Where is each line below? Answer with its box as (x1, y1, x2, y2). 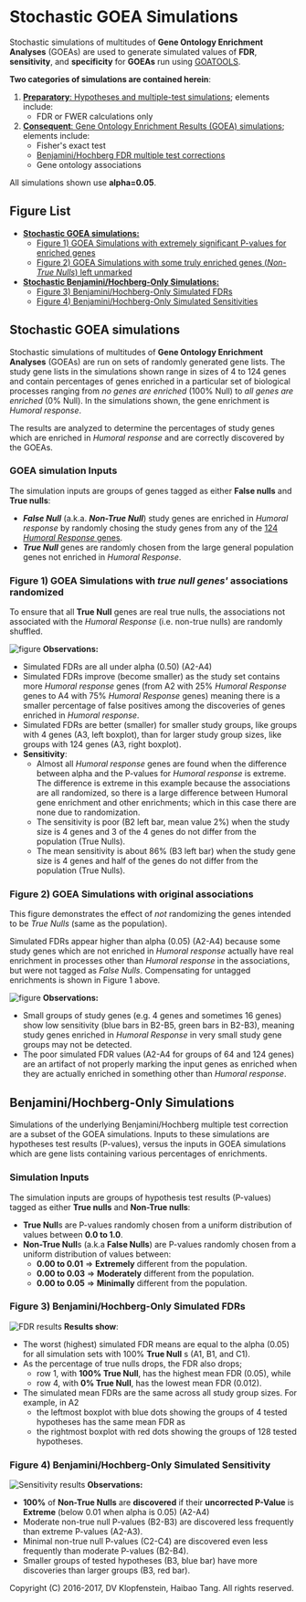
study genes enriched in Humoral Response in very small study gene (22, 1029, 282, 1040)
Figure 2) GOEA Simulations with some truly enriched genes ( (36, 257, 268, 268)
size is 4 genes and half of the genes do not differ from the (36, 856, 259, 867)
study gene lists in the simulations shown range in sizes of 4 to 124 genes (9, 365, 287, 376)
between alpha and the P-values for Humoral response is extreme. (36, 768, 287, 779)
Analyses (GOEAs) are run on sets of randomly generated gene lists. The (9, 356, 286, 367)
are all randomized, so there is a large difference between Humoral (36, 787, 289, 798)
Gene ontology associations (36, 159, 142, 170)
